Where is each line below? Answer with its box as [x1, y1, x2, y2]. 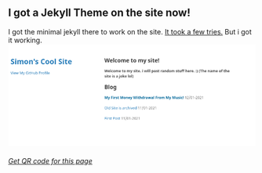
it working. [8, 35, 42, 45]
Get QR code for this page [8, 157, 93, 166]
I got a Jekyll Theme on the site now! [8, 6, 191, 20]
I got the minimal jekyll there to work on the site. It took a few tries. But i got [8, 27, 253, 36]
